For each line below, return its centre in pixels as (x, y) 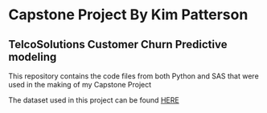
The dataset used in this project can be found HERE (94, 100)
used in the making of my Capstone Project (80, 85)
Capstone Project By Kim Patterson (128, 15)
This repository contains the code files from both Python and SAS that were (133, 76)
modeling (33, 56)
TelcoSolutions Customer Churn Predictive (118, 44)
